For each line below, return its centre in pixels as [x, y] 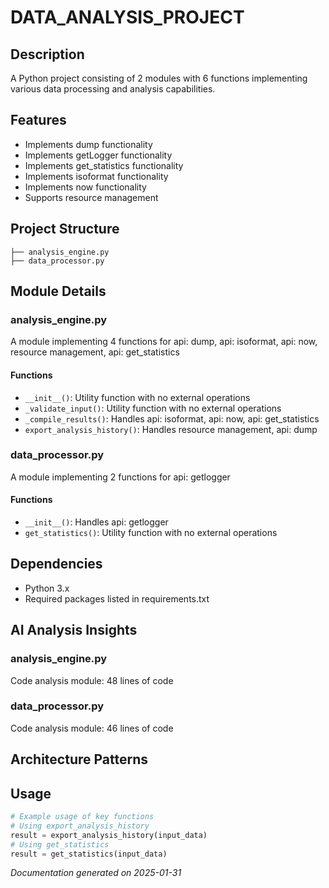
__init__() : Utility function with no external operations [137, 397]
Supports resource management [91, 197]
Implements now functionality [85, 187]
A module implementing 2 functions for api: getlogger [120, 477]
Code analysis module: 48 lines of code [92, 680]
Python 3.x [47, 588]
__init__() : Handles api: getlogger [96, 522]
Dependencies [56, 564]
